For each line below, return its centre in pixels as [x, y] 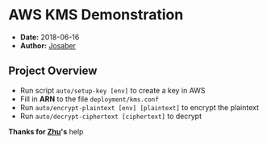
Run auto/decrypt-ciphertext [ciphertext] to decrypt [111, 116]
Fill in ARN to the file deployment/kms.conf [89, 99]
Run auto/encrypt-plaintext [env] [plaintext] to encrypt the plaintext [140, 107]
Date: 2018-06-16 [50, 37]
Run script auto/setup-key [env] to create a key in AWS [113, 90]
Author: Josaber [48, 45]
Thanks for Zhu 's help [46, 131]
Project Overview [53, 71]
